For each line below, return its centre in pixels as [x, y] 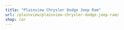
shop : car [16, 19]
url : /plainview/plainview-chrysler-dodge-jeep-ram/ [62, 15]
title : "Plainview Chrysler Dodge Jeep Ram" [53, 10]
